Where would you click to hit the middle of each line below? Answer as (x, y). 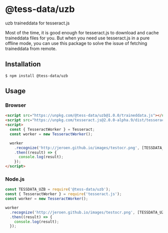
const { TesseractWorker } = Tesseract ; (52, 130)
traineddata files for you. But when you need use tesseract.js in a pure (77, 38)
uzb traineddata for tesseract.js (37, 23)
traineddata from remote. (31, 48)
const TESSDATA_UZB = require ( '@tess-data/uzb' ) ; (58, 190)
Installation (23, 64)
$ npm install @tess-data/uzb (37, 76)
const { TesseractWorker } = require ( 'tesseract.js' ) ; (63, 194)
